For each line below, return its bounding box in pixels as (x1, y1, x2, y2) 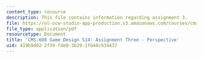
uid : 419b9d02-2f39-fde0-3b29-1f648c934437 (6, 43, 118, 49)
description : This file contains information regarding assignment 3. (6, 14, 188, 21)
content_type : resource (6, 8, 66, 15)
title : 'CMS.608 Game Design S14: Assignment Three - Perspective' (6, 37, 180, 43)
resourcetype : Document (6, 31, 66, 37)
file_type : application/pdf (6, 25, 77, 32)
